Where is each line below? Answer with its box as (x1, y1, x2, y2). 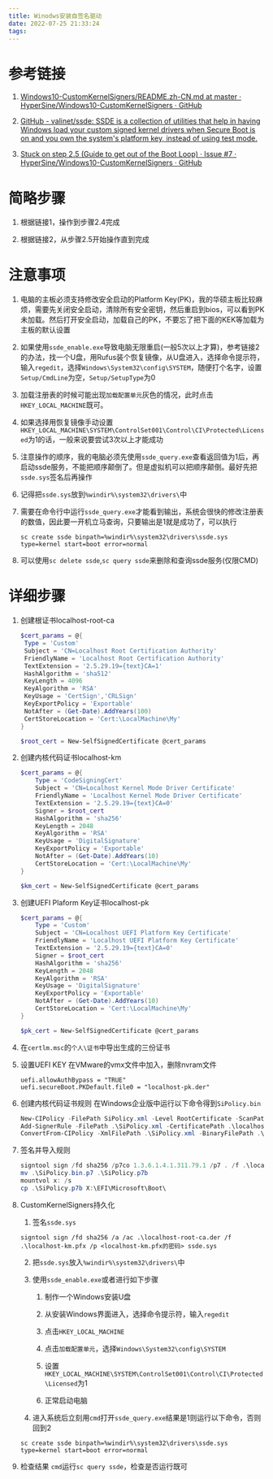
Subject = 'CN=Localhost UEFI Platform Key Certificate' (35, 929, 232, 937)
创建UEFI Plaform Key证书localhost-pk (19, 897, 149, 907)
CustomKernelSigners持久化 (19, 1199, 115, 1209)
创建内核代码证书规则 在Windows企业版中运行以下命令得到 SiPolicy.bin (19, 1098, 262, 1108)
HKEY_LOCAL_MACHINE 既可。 (19, 400, 108, 410)
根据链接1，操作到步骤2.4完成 (19, 217, 120, 228)
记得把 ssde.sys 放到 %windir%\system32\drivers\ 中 (19, 489, 188, 500)
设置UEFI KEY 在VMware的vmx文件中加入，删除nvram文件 (19, 1060, 217, 1069)
